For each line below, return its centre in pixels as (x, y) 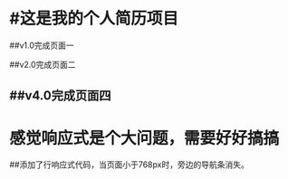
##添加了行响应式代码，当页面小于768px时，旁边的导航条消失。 (129, 165)
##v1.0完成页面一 (42, 45)
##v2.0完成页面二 (43, 64)
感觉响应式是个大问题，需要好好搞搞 (144, 138)
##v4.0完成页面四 (60, 96)
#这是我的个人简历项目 (94, 19)
